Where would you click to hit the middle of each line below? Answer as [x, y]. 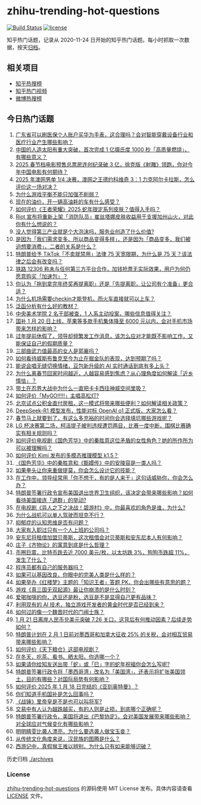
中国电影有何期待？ [44, 172]
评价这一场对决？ [36, 187]
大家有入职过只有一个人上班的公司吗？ [62, 530]
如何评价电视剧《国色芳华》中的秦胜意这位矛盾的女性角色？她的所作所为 [104, 440]
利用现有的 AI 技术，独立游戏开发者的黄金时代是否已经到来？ [90, 604]
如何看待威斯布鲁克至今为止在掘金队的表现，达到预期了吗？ [89, 358]
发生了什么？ [31, 560]
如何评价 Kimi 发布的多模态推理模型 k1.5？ [67, 455]
